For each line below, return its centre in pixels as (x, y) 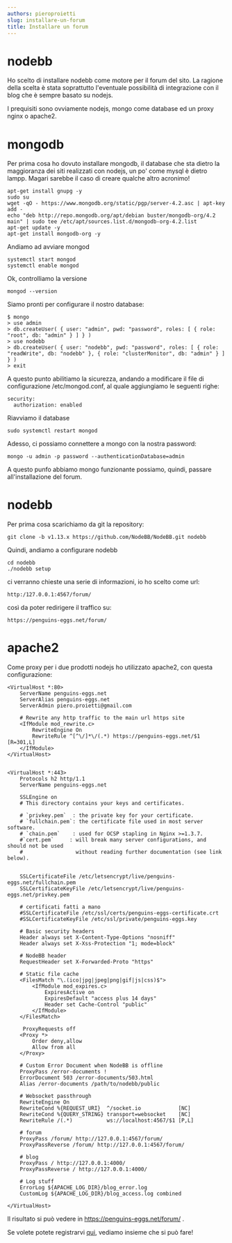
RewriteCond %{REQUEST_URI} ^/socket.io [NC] (105, 1108)
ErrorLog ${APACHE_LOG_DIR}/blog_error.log (84, 1188)
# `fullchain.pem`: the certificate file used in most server (111, 822)
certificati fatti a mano (63, 907)
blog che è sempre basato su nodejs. (60, 96)
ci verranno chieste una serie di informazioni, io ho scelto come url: (103, 582)
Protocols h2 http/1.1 (52, 779)
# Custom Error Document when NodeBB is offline (91, 1066)
